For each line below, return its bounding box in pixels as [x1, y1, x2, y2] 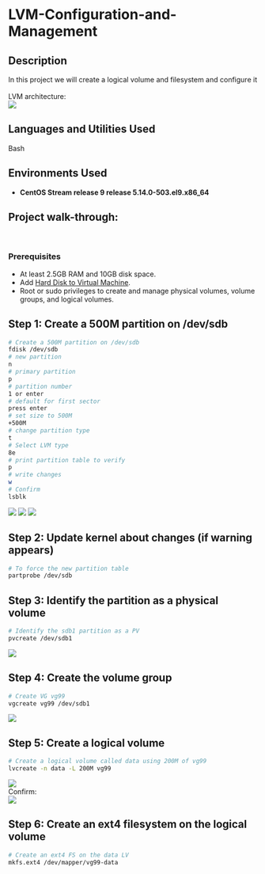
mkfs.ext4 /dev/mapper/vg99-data [8, 858, 119, 866]
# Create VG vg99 [8, 692, 66, 700]
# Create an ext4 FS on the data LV [8, 851, 129, 859]
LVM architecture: [8, 92, 66, 101]
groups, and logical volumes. [19, 294, 115, 304]
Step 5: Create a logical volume [8, 736, 165, 750]
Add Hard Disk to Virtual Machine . [19, 277, 131, 287]
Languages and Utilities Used [8, 123, 156, 136]
